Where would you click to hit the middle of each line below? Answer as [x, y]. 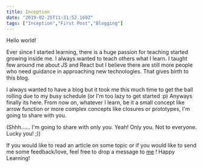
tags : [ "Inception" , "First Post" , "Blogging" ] [65, 23]
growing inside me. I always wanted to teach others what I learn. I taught [97, 59]
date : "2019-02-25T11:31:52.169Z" [50, 18]
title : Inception [28, 12]
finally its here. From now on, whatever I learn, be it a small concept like [95, 102]
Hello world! [21, 41]
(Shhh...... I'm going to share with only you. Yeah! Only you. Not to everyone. [101, 127]
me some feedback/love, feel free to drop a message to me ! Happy [91, 152]
